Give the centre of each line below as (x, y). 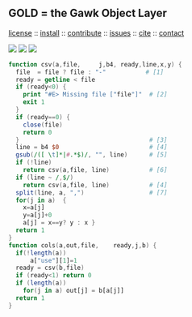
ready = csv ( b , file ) (50, 268)
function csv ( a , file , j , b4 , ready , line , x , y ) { (95, 64)
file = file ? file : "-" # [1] (90, 72)
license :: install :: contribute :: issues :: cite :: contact (96, 32)
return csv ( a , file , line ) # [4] (95, 185)
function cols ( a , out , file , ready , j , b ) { (83, 245)
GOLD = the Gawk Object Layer (88, 13)
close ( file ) (43, 125)
